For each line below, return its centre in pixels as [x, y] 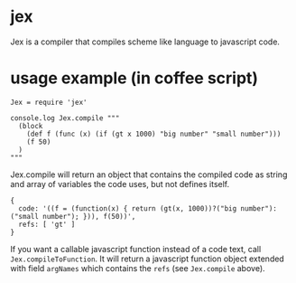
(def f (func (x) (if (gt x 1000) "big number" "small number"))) [154, 134]
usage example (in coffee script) [134, 78]
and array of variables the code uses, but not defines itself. [120, 184]
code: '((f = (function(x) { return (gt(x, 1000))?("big [128, 208]
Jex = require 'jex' [49, 102]
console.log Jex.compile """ [65, 118]
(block [31, 126]
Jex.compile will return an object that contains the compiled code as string [149, 175]
